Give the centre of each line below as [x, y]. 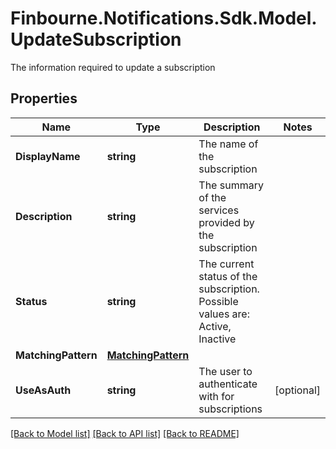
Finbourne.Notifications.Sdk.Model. [164, 18]
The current [226, 264]
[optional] [297, 390]
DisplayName [48, 156]
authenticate [228, 384]
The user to [225, 371]
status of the [228, 276]
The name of [228, 144]
